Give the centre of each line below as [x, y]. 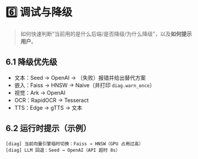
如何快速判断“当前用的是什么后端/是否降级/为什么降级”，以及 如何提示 [106, 34]
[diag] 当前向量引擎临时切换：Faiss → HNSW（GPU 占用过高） [74, 144]
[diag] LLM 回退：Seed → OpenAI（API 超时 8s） [63, 150]
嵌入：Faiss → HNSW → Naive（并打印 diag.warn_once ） [85, 85]
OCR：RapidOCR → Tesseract [52, 100]
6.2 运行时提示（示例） [48, 129]
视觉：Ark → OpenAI [40, 92]
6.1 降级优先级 [31, 62]
